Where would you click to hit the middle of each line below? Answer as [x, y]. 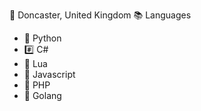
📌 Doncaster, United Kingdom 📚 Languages [100, 15]
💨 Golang [42, 95]
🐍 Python [42, 38]
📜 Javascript [49, 74]
